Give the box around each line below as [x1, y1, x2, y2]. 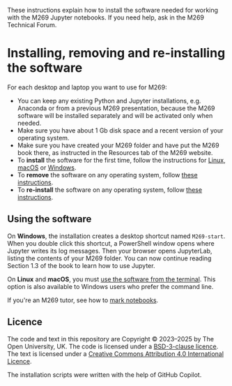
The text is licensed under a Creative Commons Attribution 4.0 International [7, 349, 224, 358]
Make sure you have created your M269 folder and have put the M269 [17, 141, 219, 149]
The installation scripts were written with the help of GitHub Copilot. [7, 370, 202, 379]
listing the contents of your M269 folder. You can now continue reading [7, 254, 212, 262]
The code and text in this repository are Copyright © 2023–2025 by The [7, 334, 215, 343]
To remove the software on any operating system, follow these [17, 170, 198, 179]
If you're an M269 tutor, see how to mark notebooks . [7, 296, 159, 304]
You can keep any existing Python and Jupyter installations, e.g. [17, 96, 201, 105]
